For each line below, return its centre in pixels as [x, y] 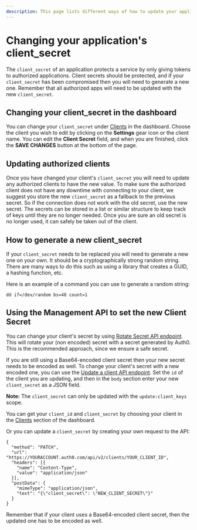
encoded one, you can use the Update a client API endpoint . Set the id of [95, 372]
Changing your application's [77, 40]
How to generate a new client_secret [74, 240]
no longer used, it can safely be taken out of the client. [72, 222]
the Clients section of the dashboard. [51, 420]
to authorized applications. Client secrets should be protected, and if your [95, 75]
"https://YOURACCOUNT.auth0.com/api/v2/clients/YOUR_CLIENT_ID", [87, 457]
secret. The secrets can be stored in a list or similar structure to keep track [96, 209]
